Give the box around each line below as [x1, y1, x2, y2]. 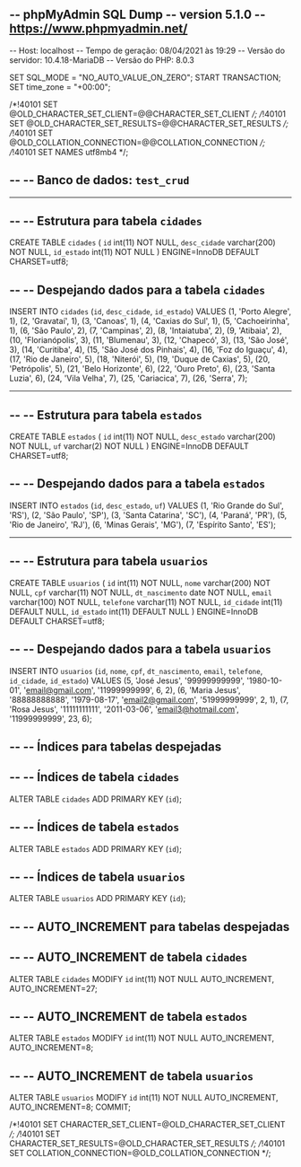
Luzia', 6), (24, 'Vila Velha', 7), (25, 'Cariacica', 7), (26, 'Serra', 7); [9, 373, 248, 384]
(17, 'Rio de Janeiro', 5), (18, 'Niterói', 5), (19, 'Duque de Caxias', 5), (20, [9, 354, 271, 364]
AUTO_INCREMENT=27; [9, 983, 99, 994]
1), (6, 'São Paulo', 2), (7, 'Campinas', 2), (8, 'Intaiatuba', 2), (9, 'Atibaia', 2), [9, 325, 282, 336]
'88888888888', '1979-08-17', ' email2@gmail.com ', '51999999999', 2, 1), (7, [9, 694, 289, 705]
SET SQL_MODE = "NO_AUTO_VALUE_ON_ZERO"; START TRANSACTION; [9, 72, 281, 83]
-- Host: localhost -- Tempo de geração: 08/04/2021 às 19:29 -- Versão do [9, 45, 285, 56]
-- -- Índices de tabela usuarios [9, 869, 185, 884]
